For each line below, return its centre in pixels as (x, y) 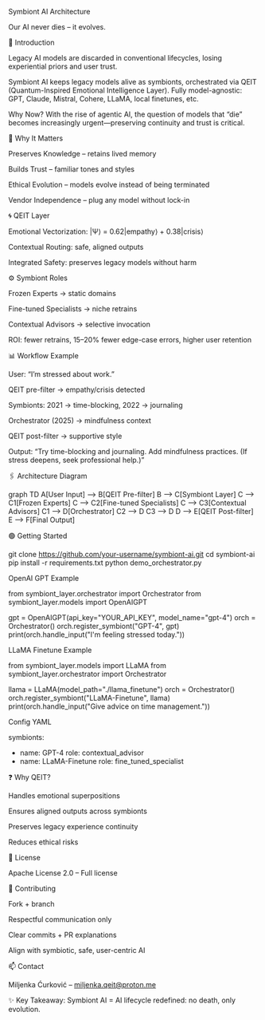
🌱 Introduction (31, 42)
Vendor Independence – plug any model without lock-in (99, 200)
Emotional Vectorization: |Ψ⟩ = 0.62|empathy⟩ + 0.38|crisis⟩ (106, 231)
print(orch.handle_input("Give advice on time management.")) (109, 706)
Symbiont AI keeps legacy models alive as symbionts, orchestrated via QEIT (132, 82)
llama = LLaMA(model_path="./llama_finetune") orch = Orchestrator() (122, 689)
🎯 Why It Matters (36, 138)
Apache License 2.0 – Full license (63, 873)
